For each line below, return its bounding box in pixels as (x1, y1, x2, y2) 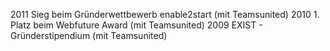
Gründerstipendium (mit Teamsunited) (10, 30, 168, 41)
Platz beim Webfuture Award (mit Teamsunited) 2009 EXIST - (10, 19, 263, 31)
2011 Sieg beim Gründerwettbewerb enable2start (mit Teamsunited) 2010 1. (10, 9, 320, 20)
